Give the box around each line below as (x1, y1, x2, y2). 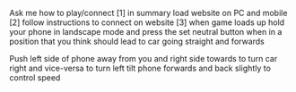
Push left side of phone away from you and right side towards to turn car (9, 54, 278, 63)
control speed (9, 72, 61, 83)
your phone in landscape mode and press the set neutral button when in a (9, 27, 283, 37)
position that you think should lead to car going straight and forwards (9, 36, 265, 46)
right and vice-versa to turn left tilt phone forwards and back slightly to (9, 63, 272, 73)
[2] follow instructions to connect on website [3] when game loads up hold (9, 17, 285, 28)
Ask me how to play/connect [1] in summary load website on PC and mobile (9, 8, 288, 18)
